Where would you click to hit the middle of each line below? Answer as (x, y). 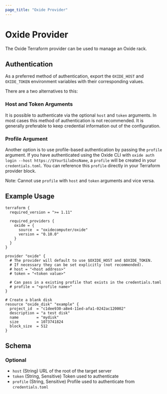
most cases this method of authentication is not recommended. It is (74, 120)
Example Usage (30, 196)
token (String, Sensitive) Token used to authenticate (65, 376)
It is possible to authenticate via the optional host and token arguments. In (81, 115)
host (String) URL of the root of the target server (62, 371)
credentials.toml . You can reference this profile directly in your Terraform (83, 165)
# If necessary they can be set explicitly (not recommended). (77, 265)
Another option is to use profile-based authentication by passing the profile (84, 149)
